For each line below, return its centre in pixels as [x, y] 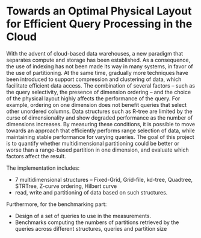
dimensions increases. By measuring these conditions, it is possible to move [101, 124]
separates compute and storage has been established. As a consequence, [98, 60]
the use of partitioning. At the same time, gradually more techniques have [97, 72]
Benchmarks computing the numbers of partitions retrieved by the [97, 222]
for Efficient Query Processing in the [99, 24]
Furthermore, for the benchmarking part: [57, 204]
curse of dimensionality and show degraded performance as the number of [100, 117]
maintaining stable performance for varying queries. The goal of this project [100, 137]
